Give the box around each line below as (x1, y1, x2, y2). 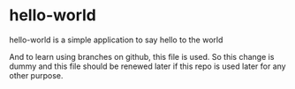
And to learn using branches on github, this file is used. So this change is (9, 51, 275, 62)
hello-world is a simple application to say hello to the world (9, 34, 223, 45)
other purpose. (9, 70, 64, 80)
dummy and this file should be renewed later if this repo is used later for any (9, 61, 286, 71)
